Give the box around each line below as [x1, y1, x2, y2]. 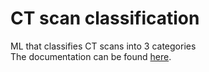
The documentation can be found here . [10, 50, 172, 62]
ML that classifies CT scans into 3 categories [10, 40, 197, 52]
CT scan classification [10, 7, 200, 30]
